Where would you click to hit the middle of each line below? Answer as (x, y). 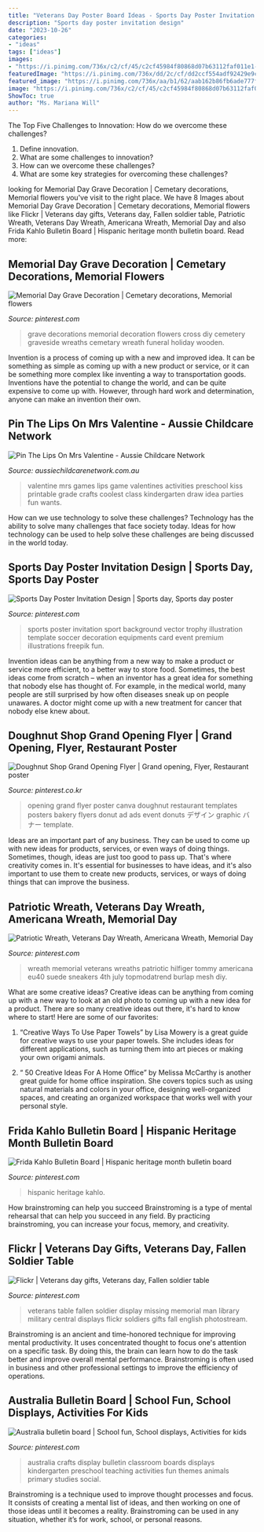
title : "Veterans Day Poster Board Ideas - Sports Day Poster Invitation (132, 15)
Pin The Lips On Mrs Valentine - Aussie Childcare (131, 424)
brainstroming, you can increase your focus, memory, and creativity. (119, 1224)
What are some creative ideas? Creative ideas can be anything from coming (131, 992)
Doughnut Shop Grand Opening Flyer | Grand (120, 735)
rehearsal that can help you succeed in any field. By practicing (109, 1216)
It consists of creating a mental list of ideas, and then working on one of (125, 1502)
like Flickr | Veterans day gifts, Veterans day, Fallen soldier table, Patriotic (127, 214)
